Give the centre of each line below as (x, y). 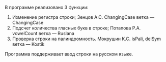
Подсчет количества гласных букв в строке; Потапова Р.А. (76, 28)
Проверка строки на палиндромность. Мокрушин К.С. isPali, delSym (87, 39)
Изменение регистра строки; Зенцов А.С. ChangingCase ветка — (83, 17)
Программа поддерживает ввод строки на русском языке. (69, 54)
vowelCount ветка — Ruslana (43, 33)
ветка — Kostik (28, 44)
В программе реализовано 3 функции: (47, 7)
